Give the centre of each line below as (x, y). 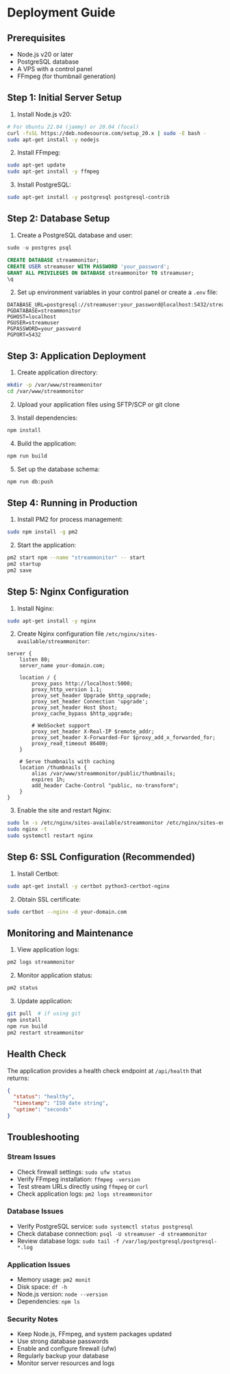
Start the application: (47, 545)
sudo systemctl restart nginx (50, 836)
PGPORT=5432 (24, 335)
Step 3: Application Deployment (77, 355)
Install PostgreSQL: (44, 185)
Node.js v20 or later (45, 54)
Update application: (45, 1001)
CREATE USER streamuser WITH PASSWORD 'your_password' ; (88, 266)
